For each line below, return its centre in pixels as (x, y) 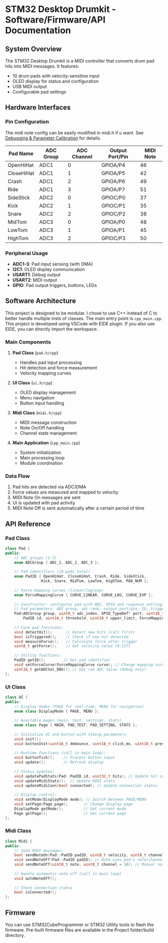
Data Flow (17, 476)
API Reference (28, 524)
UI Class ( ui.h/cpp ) (32, 383)
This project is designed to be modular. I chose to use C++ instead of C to (81, 313)
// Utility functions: (38, 655)
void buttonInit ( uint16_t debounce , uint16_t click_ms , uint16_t (84, 743)
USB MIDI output (30, 86)
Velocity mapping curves (45, 373)
